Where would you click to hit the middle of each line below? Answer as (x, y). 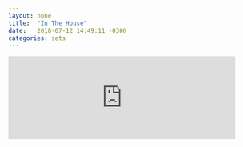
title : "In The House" (48, 23)
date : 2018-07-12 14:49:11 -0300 (68, 30)
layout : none (30, 16)
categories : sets (37, 38)
